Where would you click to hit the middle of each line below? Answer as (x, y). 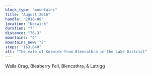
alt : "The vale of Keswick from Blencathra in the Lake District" (76, 51)
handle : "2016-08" (24, 19)
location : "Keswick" (27, 24)
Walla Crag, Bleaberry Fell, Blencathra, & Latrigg (55, 66)
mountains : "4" (21, 38)
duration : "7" (20, 28)
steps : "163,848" (23, 47)
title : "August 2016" (28, 14)
